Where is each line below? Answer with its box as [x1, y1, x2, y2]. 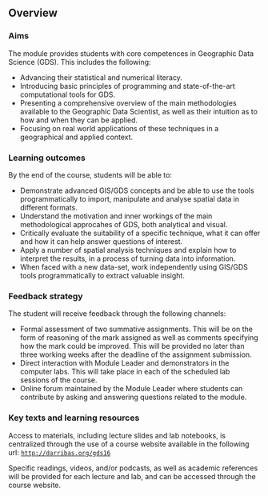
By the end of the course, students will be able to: [8, 170, 172, 179]
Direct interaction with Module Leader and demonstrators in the [19, 358, 230, 368]
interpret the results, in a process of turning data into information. [19, 254, 236, 263]
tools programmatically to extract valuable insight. [19, 270, 186, 280]
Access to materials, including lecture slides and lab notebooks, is [8, 430, 226, 440]
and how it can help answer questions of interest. [19, 236, 183, 246]
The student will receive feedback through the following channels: [8, 309, 226, 318]
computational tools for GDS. [19, 90, 116, 99]
